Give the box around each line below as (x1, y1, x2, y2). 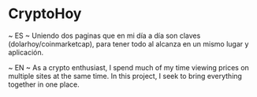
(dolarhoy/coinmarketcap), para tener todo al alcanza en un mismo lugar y (8, 39, 249, 48)
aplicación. (8, 47, 44, 57)
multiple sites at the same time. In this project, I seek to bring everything (8, 71, 243, 80)
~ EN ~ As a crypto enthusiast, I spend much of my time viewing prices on (8, 62, 250, 72)
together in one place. (8, 80, 80, 89)
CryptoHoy (8, 5, 82, 23)
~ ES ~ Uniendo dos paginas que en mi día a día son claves (8, 31, 201, 40)
